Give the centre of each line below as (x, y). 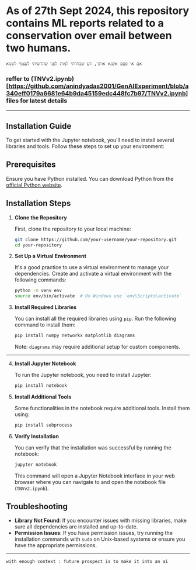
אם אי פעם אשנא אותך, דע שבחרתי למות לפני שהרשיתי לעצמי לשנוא (74, 63)
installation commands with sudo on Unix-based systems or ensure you (100, 539)
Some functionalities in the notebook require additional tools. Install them (102, 408)
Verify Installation (37, 436)
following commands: (40, 280)
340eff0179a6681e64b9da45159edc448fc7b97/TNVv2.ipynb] (97, 93)
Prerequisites (31, 165)
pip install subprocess (43, 425)
